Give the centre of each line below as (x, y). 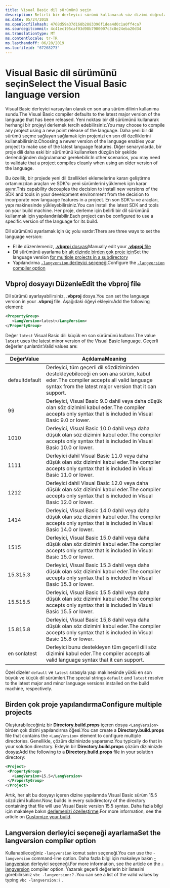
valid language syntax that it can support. (95, 660)
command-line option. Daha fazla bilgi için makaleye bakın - (94, 858)
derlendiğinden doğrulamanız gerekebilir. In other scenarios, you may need (83, 157)
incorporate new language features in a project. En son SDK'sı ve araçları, (82, 199)
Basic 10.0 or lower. (70, 447)
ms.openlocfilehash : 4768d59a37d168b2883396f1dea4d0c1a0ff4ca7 (73, 24)
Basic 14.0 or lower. (70, 529)
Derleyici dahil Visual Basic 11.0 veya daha (97, 456)
